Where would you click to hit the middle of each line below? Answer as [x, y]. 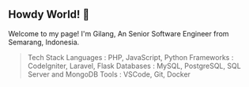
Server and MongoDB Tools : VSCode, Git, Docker [109, 74]
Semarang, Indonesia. [44, 42]
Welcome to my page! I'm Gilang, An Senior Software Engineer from [119, 33]
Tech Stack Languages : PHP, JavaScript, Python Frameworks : [130, 57]
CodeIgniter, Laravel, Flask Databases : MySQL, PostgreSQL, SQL [134, 66]
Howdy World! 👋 [49, 15]
